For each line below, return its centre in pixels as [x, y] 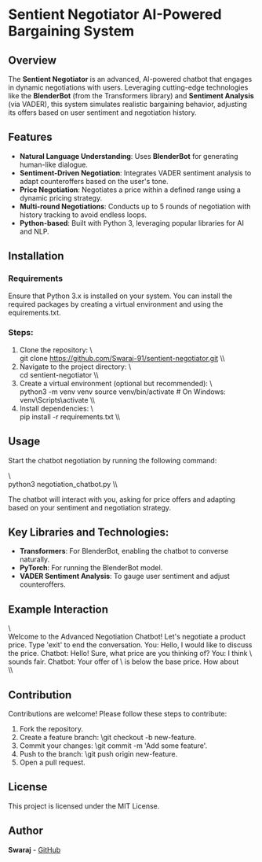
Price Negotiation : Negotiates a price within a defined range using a [130, 190]
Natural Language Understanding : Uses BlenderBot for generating [129, 156]
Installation [36, 256]
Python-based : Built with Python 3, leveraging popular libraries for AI [132, 223]
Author [25, 831]
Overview [33, 60]
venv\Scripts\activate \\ [57, 400]
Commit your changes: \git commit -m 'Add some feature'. [113, 746]
